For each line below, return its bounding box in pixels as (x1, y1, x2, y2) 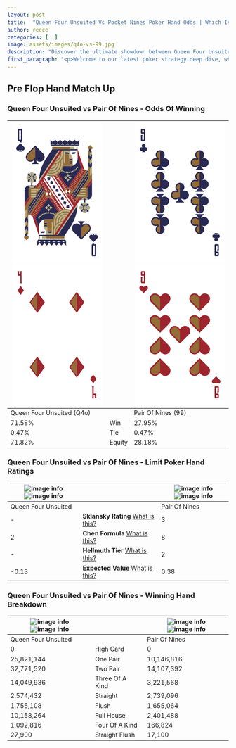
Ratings (7, 467, 34, 476)
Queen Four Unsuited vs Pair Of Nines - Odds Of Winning (7, 104, 206, 114)
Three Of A (94, 674, 127, 683)
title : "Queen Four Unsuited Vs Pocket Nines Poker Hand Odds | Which (7, 18, 221, 26)
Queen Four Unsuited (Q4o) (10, 409, 91, 417)
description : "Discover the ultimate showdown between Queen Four (7, 49, 206, 56)
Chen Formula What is (82, 529, 148, 538)
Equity (109, 438, 129, 447)
